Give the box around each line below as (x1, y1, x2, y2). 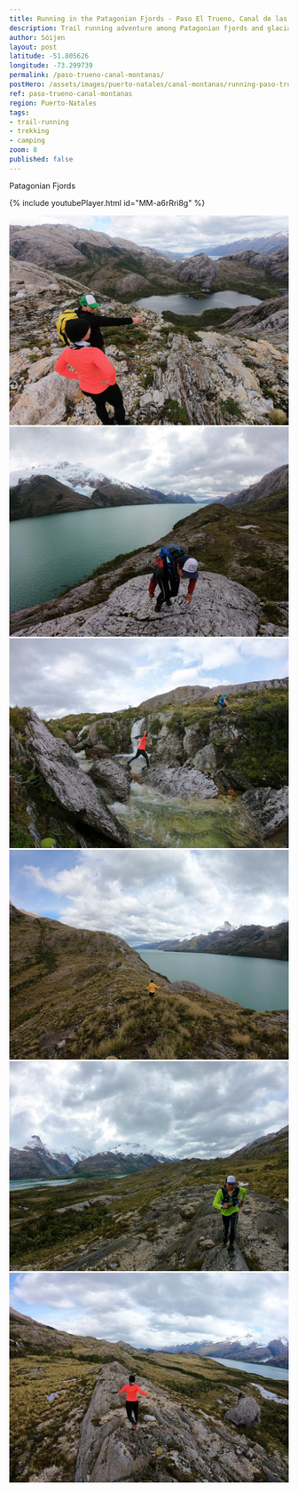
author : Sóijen (9, 33, 66, 42)
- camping (9, 136, 46, 146)
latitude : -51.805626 (9, 52, 90, 61)
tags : (9, 107, 29, 117)
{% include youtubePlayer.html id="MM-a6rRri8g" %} (9, 197, 206, 208)
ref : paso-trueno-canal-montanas (9, 89, 133, 98)
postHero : (9, 80, 46, 89)
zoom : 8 (9, 146, 38, 155)
